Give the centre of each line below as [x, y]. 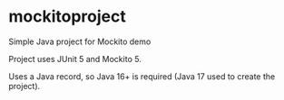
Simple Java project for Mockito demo [80, 41]
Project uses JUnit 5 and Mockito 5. [75, 59]
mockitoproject [67, 17]
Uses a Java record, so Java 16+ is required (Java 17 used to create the [142, 76]
